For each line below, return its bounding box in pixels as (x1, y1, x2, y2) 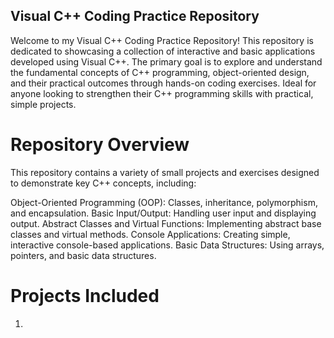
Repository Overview (10, 134, 190, 156)
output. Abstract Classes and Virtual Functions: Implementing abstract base (10, 217, 322, 229)
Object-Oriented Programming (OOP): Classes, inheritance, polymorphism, (10, 196, 318, 208)
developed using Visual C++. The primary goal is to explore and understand (10, 55, 323, 68)
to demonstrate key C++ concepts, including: (10, 177, 197, 189)
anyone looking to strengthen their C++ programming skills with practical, (10, 87, 314, 99)
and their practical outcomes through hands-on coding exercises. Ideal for (10, 77, 317, 89)
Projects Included (10, 284, 160, 307)
